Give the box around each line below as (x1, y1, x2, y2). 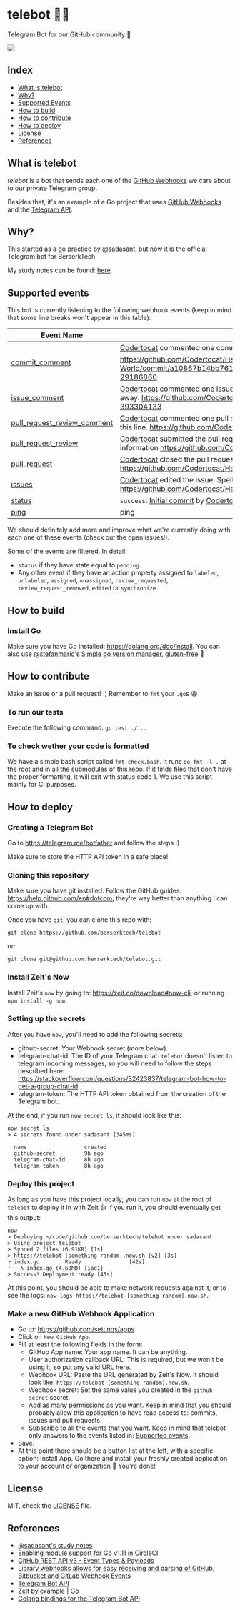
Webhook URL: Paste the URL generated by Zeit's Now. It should (28, 1371, 219, 1379)
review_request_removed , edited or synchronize (17, 584, 156, 592)
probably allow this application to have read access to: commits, (28, 1408, 218, 1417)
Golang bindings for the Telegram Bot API (17, 1594, 141, 1603)
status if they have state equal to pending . (17, 561, 141, 570)
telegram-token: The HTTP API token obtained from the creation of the (17, 1089, 226, 1098)
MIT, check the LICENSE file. (7, 1501, 92, 1510)
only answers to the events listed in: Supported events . (28, 1431, 191, 1440)
